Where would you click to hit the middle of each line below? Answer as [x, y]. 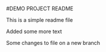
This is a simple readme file [39, 20]
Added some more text [34, 31]
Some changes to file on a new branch [53, 43]
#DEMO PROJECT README [40, 9]
